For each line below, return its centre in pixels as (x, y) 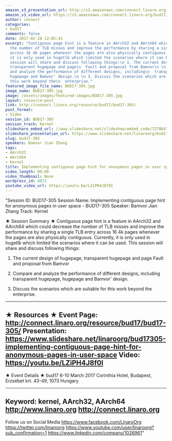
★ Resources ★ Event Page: (52, 315)
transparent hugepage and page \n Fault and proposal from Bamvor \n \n (88, 67)
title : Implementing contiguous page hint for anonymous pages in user (83, 167)
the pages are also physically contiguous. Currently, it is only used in (78, 237)
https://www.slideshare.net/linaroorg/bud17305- (86, 339)
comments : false (23, 34)
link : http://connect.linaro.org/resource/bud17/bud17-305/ (71, 105)
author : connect (23, 19)
